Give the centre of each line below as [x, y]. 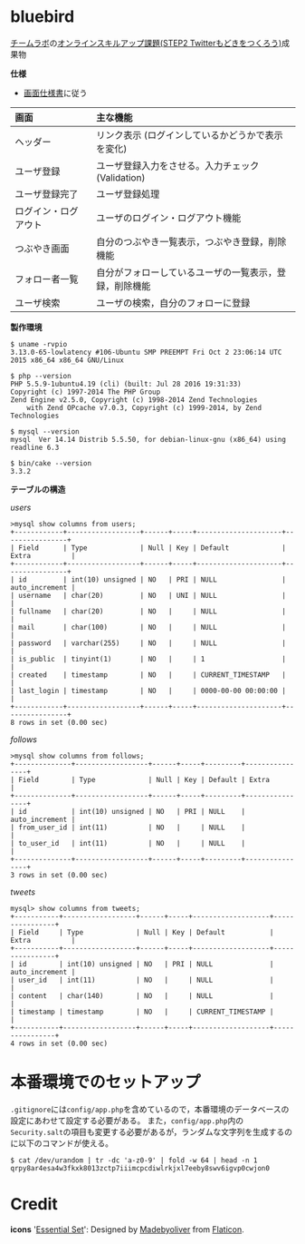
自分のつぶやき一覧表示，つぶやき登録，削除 [191, 241]
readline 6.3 [35, 447]
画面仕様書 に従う [55, 93]
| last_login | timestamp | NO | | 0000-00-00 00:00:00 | [148, 691]
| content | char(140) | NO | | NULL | [142, 995]
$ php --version [41, 376]
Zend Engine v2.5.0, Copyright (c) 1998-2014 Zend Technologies [134, 400]
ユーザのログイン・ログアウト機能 [168, 218]
